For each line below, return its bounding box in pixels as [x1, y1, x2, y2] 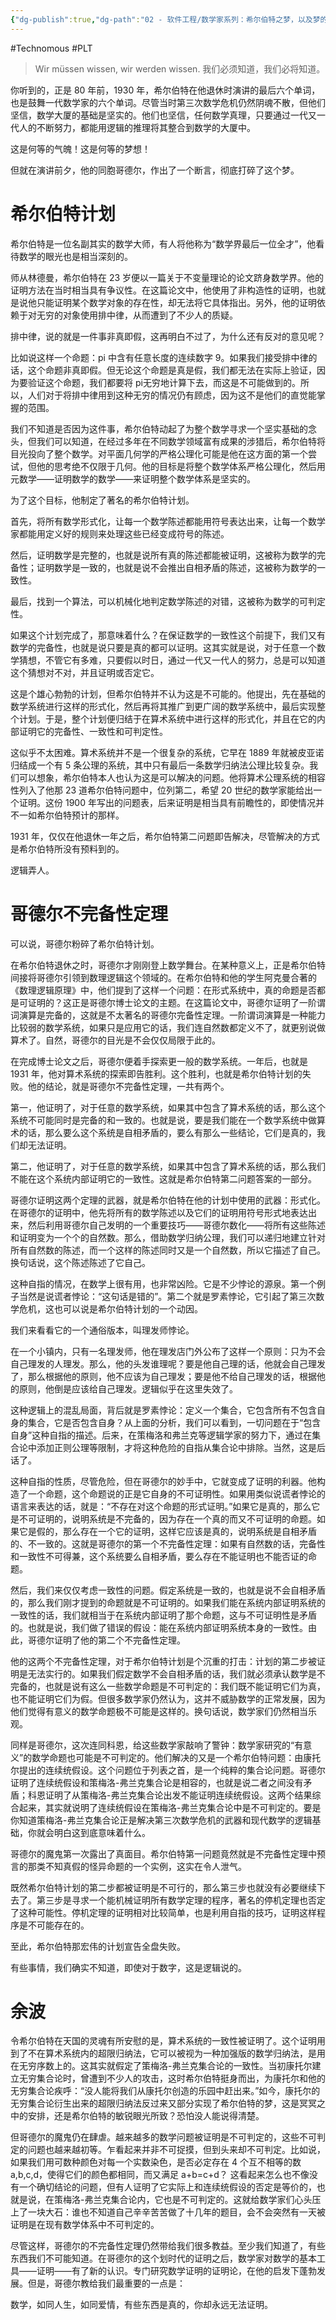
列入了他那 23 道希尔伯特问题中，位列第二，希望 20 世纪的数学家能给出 [18, 784, 314, 796]
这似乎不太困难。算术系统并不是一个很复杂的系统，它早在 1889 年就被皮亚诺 [10, 746, 325, 758]
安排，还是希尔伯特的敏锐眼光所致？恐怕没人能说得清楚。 [27, 2110, 265, 2122]
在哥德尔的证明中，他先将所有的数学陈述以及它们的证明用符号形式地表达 [10, 1206, 308, 1218]
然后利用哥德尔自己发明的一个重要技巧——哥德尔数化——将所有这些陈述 [27, 1219, 326, 1231]
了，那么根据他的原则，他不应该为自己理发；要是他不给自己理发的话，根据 [10, 1370, 317, 1382]
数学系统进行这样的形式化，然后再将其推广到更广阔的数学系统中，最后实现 [10, 700, 317, 712]
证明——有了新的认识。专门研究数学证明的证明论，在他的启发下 [36, 2265, 300, 2277]
